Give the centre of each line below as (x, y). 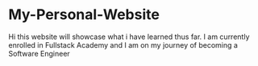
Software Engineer (39, 53)
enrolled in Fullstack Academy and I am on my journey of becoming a (123, 45)
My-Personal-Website (84, 15)
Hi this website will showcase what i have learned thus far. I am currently (129, 37)
